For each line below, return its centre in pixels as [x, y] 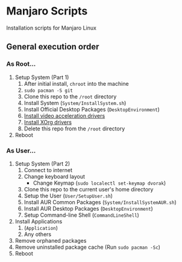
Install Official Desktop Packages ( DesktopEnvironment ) [92, 109]
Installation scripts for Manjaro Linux [51, 28]
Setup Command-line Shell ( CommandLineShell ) [82, 215]
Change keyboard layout [55, 176]
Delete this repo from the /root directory [74, 129]
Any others [38, 234]
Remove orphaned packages [51, 240]
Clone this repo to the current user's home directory [89, 189]
